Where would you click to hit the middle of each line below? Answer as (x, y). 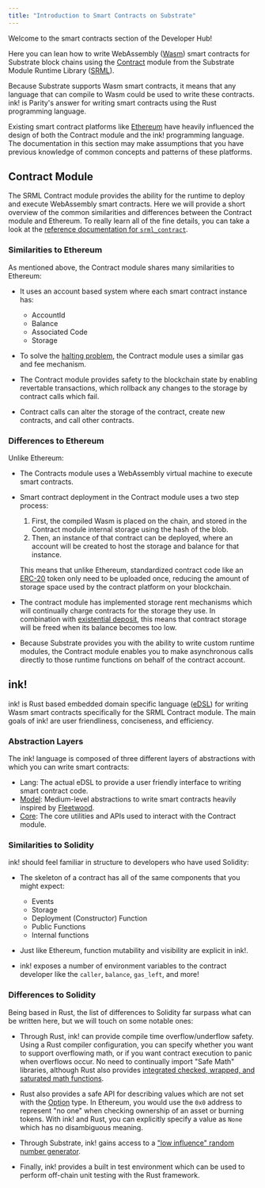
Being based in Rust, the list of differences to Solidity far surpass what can (130, 1012)
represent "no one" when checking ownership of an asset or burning (131, 1110)
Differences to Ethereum (56, 440)
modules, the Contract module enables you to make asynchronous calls (136, 652)
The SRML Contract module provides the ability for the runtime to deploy (127, 196)
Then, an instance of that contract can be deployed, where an (132, 538)
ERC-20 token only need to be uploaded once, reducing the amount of (134, 579)
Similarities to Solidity (51, 845)
